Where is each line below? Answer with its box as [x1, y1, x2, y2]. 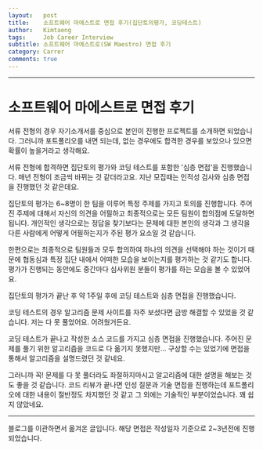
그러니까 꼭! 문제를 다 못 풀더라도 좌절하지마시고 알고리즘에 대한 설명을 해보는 [8, 370, 244, 379]
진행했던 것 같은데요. [16, 182, 80, 191]
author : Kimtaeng [8, 26, 72, 34]
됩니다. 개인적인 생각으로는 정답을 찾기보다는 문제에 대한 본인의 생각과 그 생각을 [8, 218, 250, 227]
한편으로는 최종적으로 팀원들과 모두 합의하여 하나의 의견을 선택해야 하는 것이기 [8, 245, 247, 254]
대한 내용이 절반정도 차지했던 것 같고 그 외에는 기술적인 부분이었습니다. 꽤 [22, 390, 247, 399]
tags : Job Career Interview [8, 33, 113, 42]
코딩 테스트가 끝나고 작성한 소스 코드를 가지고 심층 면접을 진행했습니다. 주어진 [8, 334, 244, 343]
